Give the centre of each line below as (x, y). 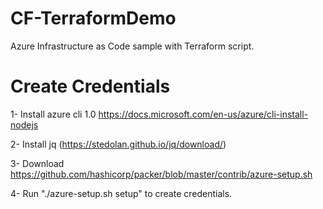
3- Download (37, 163)
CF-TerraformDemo (93, 18)
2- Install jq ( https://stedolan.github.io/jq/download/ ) (118, 144)
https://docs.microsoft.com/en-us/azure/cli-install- (203, 114)
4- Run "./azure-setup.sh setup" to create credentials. (121, 193)
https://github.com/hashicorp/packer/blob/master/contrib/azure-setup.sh (161, 174)
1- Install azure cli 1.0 (53, 114)
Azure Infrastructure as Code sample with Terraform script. (132, 46)
